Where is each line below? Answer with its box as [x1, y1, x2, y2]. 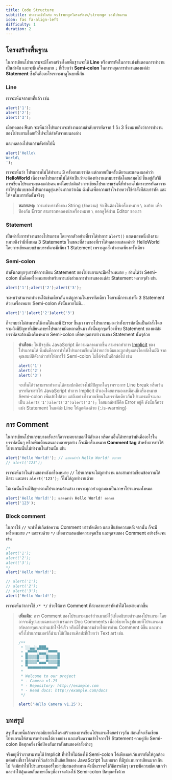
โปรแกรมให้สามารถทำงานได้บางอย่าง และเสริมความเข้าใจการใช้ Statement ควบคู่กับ [6, 735, 149, 741]
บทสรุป [6, 716, 24, 725]
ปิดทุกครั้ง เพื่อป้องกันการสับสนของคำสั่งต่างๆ [18, 741, 93, 747]
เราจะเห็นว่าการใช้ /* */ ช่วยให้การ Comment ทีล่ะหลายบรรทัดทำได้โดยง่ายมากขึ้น [6, 602, 148, 609]
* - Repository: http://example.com [20, 683, 99, 688]
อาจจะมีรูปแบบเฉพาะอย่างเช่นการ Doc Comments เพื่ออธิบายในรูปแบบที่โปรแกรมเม [18, 618, 164, 624]
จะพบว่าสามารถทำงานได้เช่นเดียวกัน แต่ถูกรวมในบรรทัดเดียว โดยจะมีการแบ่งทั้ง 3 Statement [6, 294, 165, 300]
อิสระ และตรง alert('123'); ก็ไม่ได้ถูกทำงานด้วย [6, 475, 94, 482]
